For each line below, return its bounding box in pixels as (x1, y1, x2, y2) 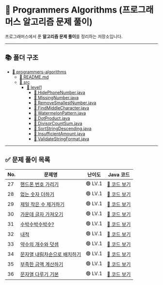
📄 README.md (19, 74, 49, 80)
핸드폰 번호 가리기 (20, 181, 59, 188)
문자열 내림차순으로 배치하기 (20, 251, 81, 258)
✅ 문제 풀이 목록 (5, 156, 50, 164)
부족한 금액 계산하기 (20, 261, 64, 268)
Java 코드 (108, 171, 130, 178)
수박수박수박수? (20, 221, 54, 228)
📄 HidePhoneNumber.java (33, 89, 85, 95)
